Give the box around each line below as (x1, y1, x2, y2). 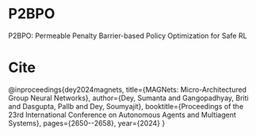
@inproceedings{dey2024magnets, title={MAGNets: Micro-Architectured (8, 85, 247, 94)
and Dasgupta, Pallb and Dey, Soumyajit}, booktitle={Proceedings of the (8, 101, 244, 111)
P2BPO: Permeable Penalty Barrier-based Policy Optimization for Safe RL (8, 31, 247, 40)
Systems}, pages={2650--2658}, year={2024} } (8, 118, 166, 127)
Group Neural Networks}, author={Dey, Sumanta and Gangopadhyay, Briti (8, 93, 249, 103)
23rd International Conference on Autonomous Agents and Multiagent (8, 110, 236, 119)
